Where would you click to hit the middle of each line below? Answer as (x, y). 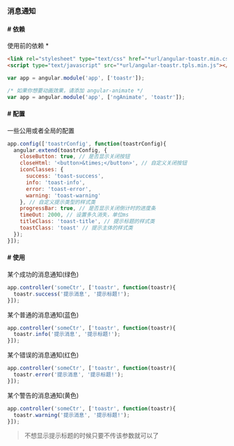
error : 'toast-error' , (58, 189)
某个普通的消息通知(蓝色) (43, 314)
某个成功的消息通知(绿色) (43, 274)
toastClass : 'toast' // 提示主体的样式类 (77, 228)
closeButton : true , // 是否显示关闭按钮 (75, 157)
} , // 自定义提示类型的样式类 (58, 202)
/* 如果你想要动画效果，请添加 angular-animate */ (76, 91)
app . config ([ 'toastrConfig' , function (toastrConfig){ (87, 144)
